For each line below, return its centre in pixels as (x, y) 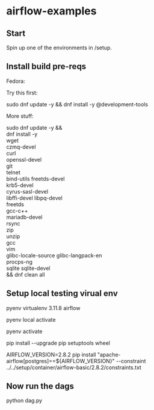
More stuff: (20, 116)
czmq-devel (21, 147)
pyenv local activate (31, 319)
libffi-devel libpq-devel (35, 198)
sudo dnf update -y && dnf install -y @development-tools (77, 104)
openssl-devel (24, 159)
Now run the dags (40, 386)
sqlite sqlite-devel (28, 268)
